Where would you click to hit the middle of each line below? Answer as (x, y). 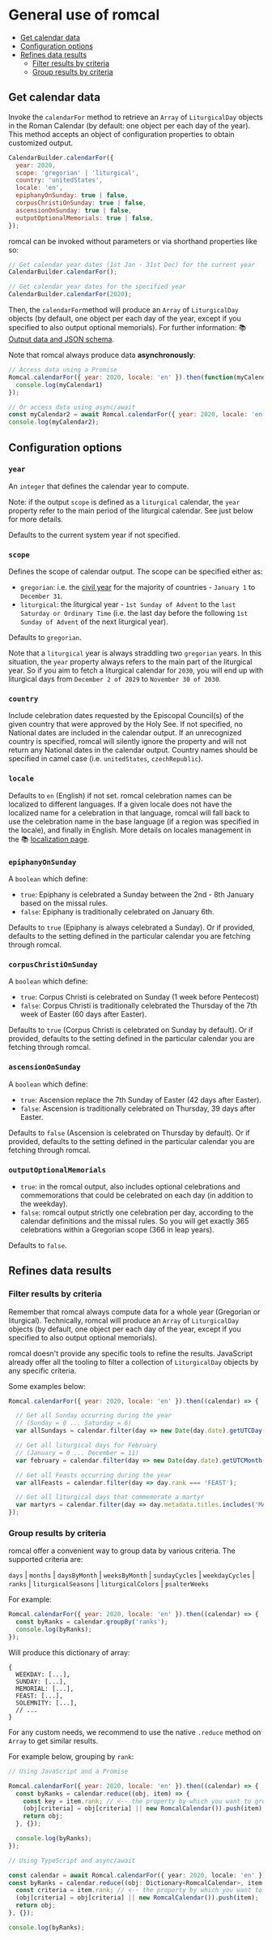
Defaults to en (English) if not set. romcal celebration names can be (120, 795)
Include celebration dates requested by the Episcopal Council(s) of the (126, 716)
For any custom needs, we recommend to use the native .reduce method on (135, 1732)
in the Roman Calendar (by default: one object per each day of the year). (130, 125)
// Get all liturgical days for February (87, 1446)
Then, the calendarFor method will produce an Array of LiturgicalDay (123, 310)
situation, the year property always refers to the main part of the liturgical (130, 662)
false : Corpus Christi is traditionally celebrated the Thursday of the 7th (138, 1006)
